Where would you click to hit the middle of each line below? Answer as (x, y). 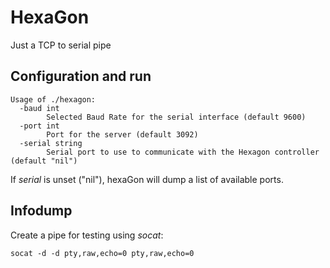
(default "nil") (44, 161)
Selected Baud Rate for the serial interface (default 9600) (176, 117)
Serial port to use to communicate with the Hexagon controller (183, 152)
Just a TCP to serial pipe (61, 45)
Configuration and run (81, 76)
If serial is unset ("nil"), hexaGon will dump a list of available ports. (147, 179)
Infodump (41, 211)
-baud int (39, 108)
